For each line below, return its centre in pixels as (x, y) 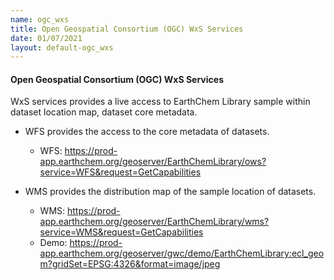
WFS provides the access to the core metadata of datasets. (147, 132)
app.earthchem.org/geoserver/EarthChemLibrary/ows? (153, 162)
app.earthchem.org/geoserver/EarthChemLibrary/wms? (154, 222)
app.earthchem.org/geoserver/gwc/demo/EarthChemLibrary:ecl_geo (182, 253)
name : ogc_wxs (40, 19)
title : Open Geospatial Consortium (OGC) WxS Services (127, 29)
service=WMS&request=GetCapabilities (121, 232)
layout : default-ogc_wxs (62, 47)
